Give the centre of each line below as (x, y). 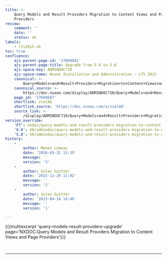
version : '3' (37, 162)
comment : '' (26, 28)
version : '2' (37, 185)
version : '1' (37, 208)
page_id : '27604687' (35, 97)
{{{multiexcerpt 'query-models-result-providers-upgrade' (64, 227)
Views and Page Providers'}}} (36, 237)
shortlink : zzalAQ (33, 102)
